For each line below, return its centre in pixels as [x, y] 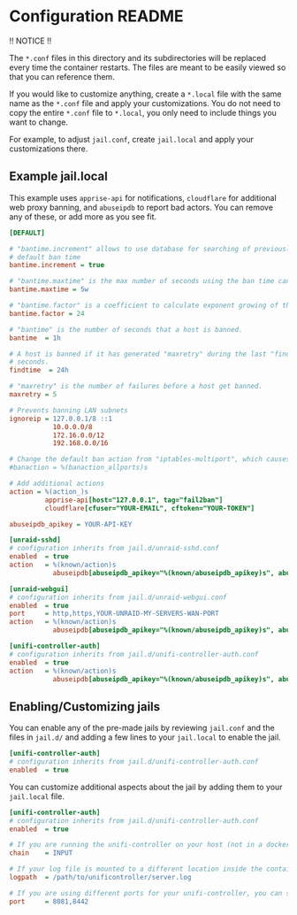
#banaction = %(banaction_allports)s [79, 468]
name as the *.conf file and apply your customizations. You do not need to [145, 103]
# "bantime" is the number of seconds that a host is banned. [126, 329]
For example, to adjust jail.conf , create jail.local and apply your [131, 139]
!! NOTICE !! [30, 41]
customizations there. [49, 149]
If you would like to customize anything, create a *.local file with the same [145, 94]
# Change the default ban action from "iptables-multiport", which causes [150, 459]
